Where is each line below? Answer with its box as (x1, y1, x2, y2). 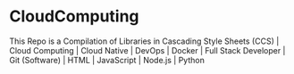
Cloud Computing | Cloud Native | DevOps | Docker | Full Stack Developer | (9, 45, 286, 55)
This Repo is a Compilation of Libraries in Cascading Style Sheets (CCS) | (9, 36, 280, 46)
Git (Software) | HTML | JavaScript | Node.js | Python (9, 54, 206, 65)
